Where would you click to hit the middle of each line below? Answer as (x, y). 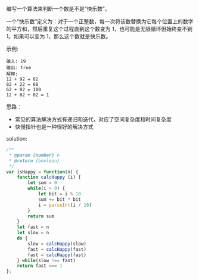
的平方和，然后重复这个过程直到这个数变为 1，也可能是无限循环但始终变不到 (99, 29)
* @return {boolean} (34, 161)
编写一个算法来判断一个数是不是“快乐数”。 (58, 9)
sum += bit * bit (60, 199)
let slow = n (33, 233)
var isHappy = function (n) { (42, 172)
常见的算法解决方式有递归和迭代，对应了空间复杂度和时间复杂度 (93, 119)
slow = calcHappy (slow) (57, 244)
